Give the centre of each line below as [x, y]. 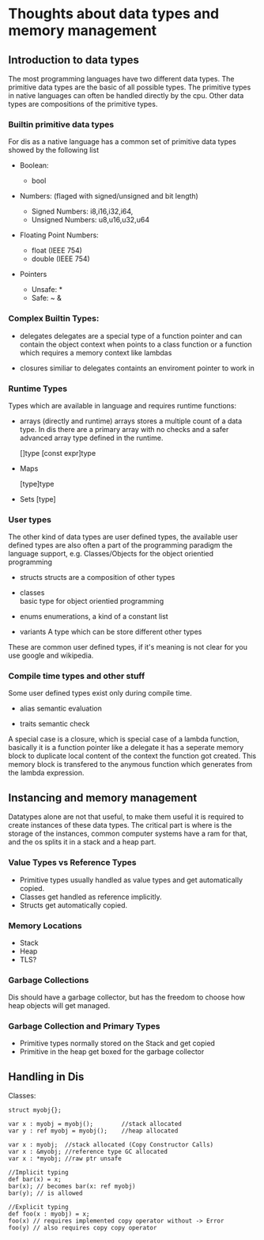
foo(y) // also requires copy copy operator [83, 1228]
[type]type [37, 483]
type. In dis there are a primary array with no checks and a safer [124, 429]
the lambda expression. [46, 773]
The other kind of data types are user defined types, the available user [123, 537]
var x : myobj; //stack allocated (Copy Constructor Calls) [111, 1145]
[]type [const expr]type [58, 453]
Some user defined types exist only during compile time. [100, 693]
